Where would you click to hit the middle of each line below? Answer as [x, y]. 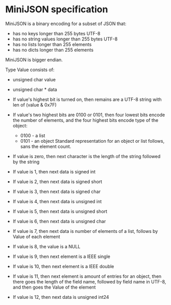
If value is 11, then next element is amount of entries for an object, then [87, 276]
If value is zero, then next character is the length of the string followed [87, 156]
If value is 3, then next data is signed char [57, 191]
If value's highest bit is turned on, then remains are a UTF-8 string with [87, 99]
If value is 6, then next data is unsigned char [59, 221]
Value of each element [36, 236]
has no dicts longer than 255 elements [53, 50]
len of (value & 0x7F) [35, 105]
